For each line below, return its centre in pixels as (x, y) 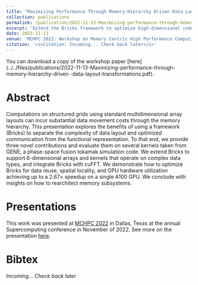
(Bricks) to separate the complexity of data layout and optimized (84, 133)
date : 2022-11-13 (27, 34)
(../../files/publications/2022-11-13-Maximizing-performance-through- (91, 67)
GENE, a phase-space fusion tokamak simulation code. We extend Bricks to (98, 152)
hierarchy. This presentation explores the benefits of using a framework (93, 126)
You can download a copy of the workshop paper (66, 61)
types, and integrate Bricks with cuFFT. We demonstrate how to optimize (95, 164)
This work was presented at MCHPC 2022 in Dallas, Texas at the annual (93, 223)
